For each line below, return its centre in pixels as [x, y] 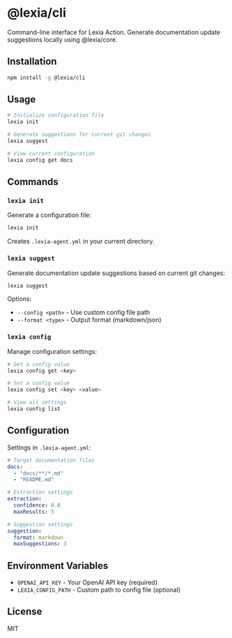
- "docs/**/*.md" [39, 473]
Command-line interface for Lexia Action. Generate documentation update [114, 32]
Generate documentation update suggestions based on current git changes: [116, 273]
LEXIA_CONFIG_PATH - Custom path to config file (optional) [99, 590]
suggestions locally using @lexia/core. [62, 39]
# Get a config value [39, 364]
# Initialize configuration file [56, 116]
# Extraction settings [40, 492]
